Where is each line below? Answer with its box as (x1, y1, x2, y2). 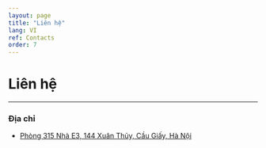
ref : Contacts (8, 33, 55, 42)
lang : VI (8, 26, 37, 34)
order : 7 (8, 41, 37, 49)
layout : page (8, 11, 51, 20)
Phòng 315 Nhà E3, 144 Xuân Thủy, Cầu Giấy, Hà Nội (19, 131, 192, 141)
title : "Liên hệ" (8, 19, 66, 27)
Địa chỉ (8, 112, 36, 123)
